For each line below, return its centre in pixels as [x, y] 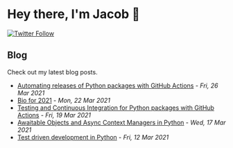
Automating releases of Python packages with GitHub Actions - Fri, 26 [118, 85]
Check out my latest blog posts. [53, 72]
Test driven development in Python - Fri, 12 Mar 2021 [93, 137]
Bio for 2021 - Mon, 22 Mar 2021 [64, 100]
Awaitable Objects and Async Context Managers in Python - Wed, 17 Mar [122, 122]
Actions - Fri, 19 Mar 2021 [54, 115]
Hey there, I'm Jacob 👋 [74, 14]
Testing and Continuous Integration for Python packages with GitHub [116, 108]
